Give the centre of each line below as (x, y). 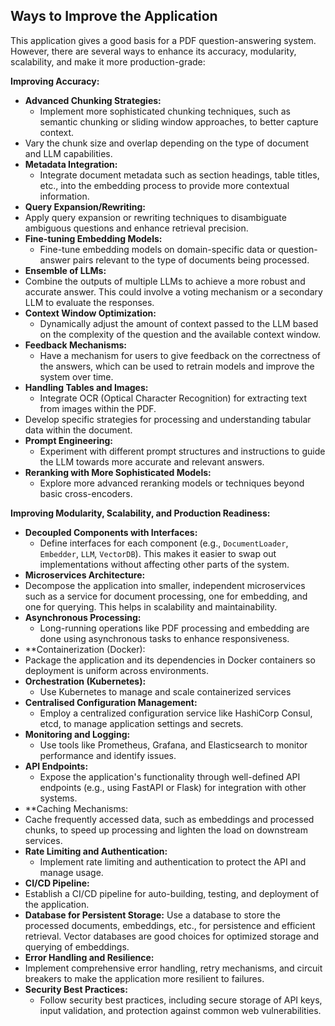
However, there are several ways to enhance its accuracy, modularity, (153, 51)
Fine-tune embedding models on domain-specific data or (158, 249)
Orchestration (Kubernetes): (85, 681)
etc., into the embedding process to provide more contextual (164, 185)
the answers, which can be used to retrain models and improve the (177, 366)
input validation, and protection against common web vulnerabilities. (180, 1010)
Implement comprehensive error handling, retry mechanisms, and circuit (173, 968)
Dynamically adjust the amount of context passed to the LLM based (179, 323)
